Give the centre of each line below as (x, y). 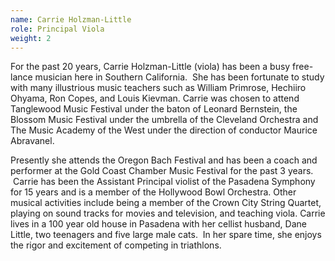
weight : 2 (31, 38)
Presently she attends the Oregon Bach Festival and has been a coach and (164, 160)
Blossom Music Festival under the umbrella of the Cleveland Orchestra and (164, 120)
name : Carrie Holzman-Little (71, 19)
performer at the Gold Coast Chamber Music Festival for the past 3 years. (162, 171)
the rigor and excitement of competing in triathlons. (116, 245)
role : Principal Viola (57, 29)
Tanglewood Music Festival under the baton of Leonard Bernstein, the (154, 109)
